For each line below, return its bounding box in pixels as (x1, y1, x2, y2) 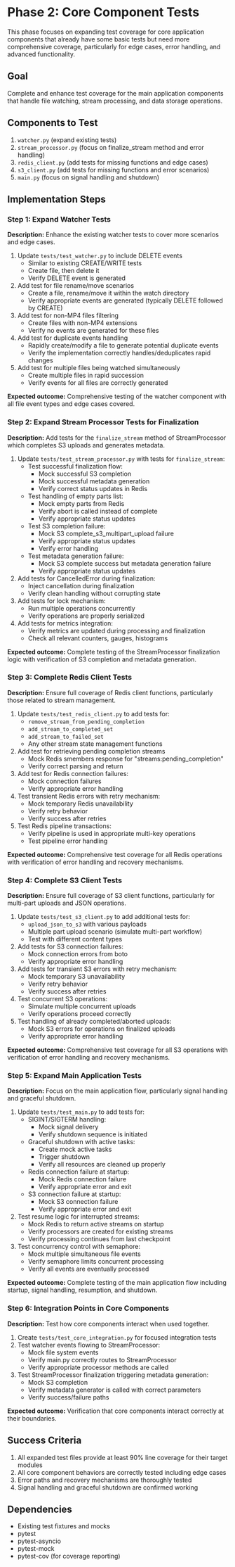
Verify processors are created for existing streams (27, 1227, 173, 1236)
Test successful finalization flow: (27, 462, 123, 470)
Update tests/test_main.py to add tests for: (17, 1108, 145, 1116)
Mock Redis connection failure (38, 1175, 127, 1184)
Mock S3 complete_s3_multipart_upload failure (38, 529, 174, 538)
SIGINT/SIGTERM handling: (27, 1115, 107, 1124)
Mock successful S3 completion (38, 469, 132, 478)
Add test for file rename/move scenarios (17, 281, 135, 290)
